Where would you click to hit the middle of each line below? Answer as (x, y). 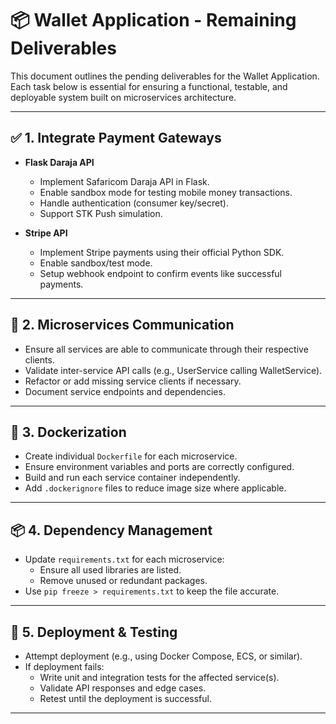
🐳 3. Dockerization (68, 432)
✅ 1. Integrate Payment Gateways (116, 138)
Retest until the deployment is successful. (125, 698)
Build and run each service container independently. (132, 478)
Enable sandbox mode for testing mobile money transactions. (166, 192)
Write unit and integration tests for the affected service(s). (159, 677)
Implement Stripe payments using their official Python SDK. (162, 252)
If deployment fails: (64, 666)
